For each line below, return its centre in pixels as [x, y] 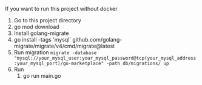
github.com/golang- [97, 39]
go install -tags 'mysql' [42, 39]
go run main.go [42, 76]
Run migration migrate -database [55, 52]
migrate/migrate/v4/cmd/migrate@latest [64, 46]
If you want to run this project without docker [62, 9]
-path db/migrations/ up [138, 63]
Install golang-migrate [41, 33]
